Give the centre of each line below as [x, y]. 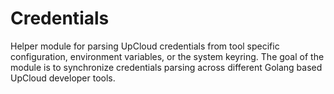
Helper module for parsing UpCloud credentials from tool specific [145, 46]
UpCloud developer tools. [63, 78]
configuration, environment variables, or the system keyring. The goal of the [167, 56]
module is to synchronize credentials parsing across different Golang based [166, 67]
